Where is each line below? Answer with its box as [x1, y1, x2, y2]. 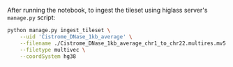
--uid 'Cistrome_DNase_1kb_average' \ [20, 33, 133, 40]
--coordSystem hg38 [20, 52, 77, 60]
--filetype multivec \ [20, 46, 86, 53]
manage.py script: [7, 13, 56, 22]
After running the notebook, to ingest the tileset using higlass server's [7, 6, 208, 14]
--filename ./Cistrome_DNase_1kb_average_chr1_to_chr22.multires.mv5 [20, 40, 227, 47]
